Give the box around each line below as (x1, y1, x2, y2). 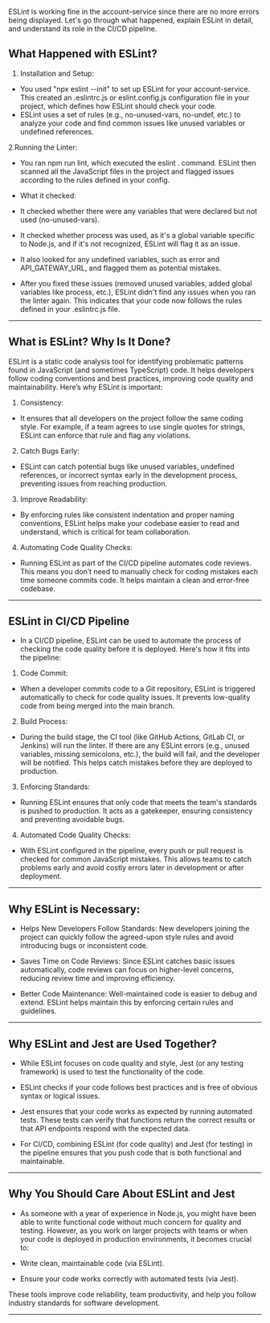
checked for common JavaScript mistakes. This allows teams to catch (19, 854, 252, 864)
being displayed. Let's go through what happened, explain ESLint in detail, (8, 15, 254, 25)
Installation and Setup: (19, 68, 95, 78)
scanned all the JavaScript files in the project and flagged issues (19, 166, 235, 176)
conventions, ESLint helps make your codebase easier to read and (19, 518, 239, 528)
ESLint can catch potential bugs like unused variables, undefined (19, 462, 235, 471)
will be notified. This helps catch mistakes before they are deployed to (19, 758, 253, 767)
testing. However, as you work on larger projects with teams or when (19, 1226, 248, 1235)
